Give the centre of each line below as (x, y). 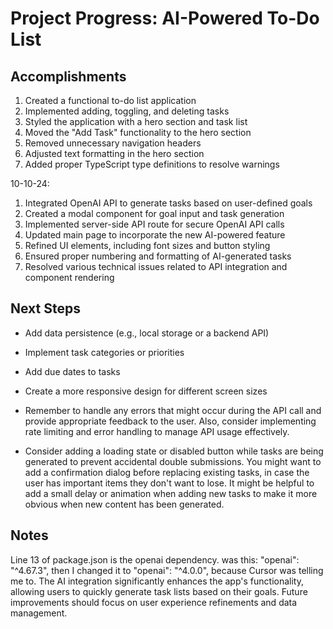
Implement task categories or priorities (104, 352)
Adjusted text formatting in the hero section (114, 153)
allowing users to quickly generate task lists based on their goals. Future (159, 591)
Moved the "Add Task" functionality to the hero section (138, 132)
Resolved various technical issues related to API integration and (156, 266)
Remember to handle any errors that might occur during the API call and (173, 410)
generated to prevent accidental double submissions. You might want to (173, 461)
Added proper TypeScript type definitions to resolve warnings (152, 164)
